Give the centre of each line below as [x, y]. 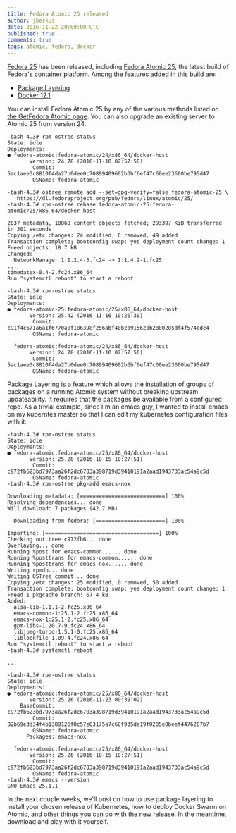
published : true [31, 33]
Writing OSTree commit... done [53, 576]
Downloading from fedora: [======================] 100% [99, 521]
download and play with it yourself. [58, 821]
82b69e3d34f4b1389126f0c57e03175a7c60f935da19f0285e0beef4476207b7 [108, 724]
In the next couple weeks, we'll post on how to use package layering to [110, 799]
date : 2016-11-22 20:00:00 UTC [53, 27]
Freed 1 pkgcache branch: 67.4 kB [58, 595]
